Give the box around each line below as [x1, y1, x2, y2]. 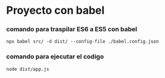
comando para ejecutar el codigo [6, 52, 104, 61]
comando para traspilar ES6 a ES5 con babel [6, 25, 137, 34]
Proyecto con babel [6, 4, 105, 17]
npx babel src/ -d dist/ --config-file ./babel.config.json [6, 38, 160, 45]
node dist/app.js [6, 66, 50, 72]
